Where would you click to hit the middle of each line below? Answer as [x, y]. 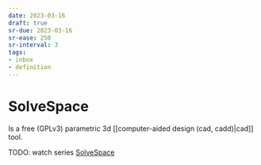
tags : [17, 52]
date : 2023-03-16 [37, 15]
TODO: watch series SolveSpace [61, 152]
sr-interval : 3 [33, 45]
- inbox [21, 60]
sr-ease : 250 [30, 38]
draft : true [28, 23]
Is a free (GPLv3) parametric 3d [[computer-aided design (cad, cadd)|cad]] [131, 129]
